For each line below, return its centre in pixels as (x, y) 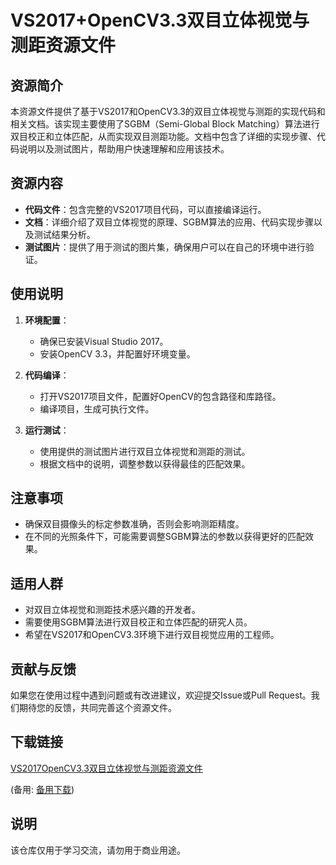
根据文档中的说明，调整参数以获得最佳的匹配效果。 (145, 463)
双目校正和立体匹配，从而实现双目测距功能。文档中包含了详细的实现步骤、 (163, 136)
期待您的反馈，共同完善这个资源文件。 (97, 708)
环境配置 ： (47, 320)
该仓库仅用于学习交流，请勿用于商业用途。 (98, 850)
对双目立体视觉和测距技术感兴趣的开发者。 (112, 610)
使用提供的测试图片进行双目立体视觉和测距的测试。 (145, 451)
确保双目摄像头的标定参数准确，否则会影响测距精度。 (134, 524)
